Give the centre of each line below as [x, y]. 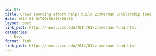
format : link [18, 41]
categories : [17, 32]
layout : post [18, 23]
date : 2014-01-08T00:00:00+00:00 [39, 19]
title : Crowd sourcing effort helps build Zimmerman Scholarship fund [78, 14]
